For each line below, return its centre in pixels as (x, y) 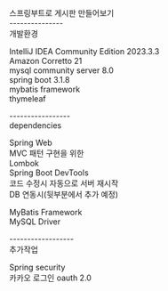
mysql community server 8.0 (61, 70)
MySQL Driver (35, 222)
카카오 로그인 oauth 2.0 (50, 278)
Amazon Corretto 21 (46, 61)
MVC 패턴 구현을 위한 (47, 153)
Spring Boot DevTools (49, 173)
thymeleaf (28, 99)
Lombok (24, 163)
